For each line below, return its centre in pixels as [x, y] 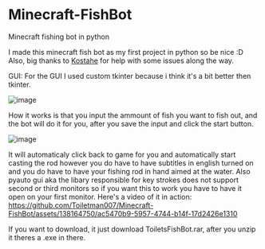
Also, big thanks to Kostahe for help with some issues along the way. [121, 60]
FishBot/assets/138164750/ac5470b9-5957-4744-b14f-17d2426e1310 [123, 213]
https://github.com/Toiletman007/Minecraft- [81, 205]
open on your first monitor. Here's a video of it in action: [100, 196]
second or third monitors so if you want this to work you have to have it [125, 188]
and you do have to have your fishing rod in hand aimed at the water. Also [129, 171]
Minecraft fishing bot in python [59, 37]
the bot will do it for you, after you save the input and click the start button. [131, 123]
